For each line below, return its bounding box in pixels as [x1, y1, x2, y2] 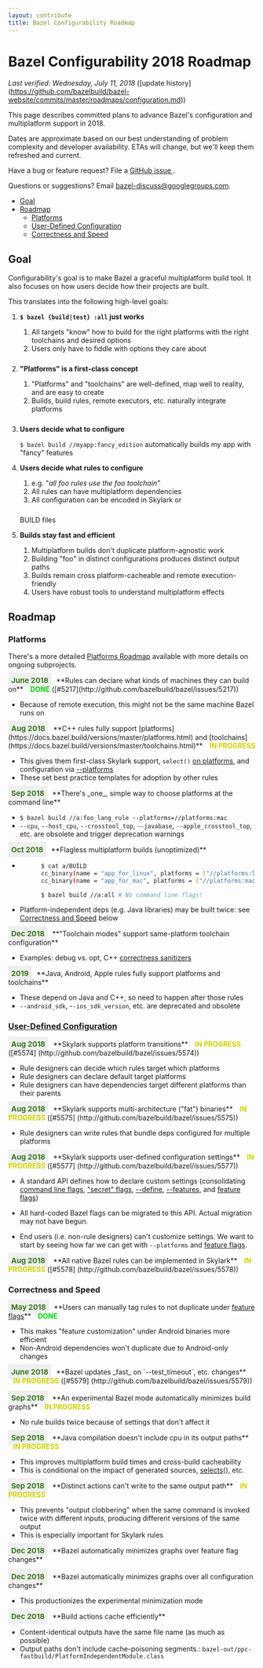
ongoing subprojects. [8, 660, 77, 669]
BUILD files [19, 515, 57, 525]
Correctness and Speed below [19, 913, 119, 923]
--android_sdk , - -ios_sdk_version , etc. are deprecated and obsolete [19, 1001, 241, 1011]
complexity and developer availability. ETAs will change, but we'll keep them [8, 142, 254, 152]
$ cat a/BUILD [40, 861, 87, 870]
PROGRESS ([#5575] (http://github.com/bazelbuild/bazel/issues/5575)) [8, 1113, 239, 1122]
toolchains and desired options [31, 335, 132, 346]
